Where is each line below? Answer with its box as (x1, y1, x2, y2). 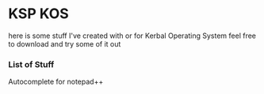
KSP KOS (8, 5, 69, 23)
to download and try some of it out (8, 39, 121, 48)
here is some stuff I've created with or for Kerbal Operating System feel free (8, 31, 256, 40)
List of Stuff (8, 58, 55, 70)
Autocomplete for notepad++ (8, 77, 104, 87)
